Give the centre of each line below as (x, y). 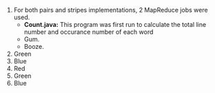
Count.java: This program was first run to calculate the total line (115, 24)
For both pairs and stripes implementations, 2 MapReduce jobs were (111, 10)
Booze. (34, 46)
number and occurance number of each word (89, 32)
